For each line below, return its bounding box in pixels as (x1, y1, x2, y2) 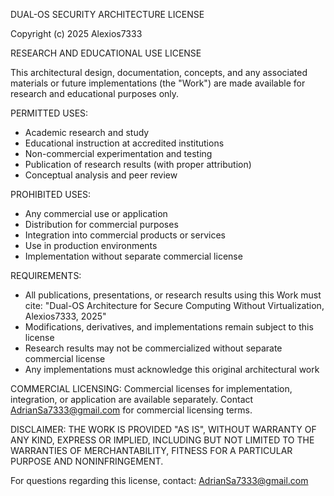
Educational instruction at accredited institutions (24, 137, 225, 149)
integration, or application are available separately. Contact (10, 394, 254, 405)
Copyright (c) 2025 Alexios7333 (10, 28, 143, 39)
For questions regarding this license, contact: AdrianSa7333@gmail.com (10, 475, 309, 486)
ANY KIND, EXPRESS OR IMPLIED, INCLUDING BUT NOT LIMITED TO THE (10, 434, 315, 446)
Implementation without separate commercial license (24, 250, 243, 262)
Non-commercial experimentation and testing (24, 148, 213, 159)
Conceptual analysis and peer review (24, 169, 178, 181)
